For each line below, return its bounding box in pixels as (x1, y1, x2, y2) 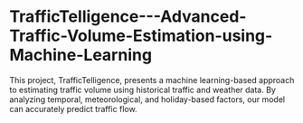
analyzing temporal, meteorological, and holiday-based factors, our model (9, 93, 286, 105)
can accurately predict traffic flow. (9, 103, 137, 114)
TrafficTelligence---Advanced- (9, 6, 247, 27)
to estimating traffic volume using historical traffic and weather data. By (9, 84, 276, 95)
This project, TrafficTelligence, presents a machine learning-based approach (9, 74, 295, 85)
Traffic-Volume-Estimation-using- (9, 25, 273, 46)
